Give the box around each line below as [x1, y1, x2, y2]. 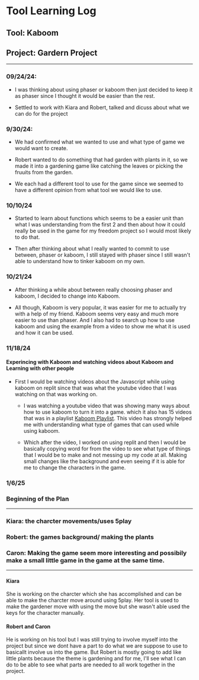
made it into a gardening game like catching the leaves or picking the [14, 162, 184, 170]
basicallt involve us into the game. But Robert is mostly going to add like [6, 649, 182, 656]
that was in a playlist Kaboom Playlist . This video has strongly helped [23, 414, 192, 422]
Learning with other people [6, 365, 75, 372]
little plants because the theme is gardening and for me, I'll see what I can [6, 655, 187, 662]
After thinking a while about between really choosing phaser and [14, 286, 173, 293]
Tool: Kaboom [6, 28, 59, 38]
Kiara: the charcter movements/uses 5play [6, 517, 132, 525]
